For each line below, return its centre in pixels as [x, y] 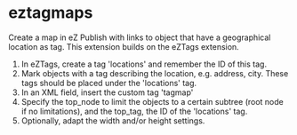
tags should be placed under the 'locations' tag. [109, 83]
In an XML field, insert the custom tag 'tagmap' [107, 92]
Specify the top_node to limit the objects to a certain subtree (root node [152, 101]
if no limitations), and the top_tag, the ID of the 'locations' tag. [134, 111]
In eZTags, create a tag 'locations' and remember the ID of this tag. [144, 64]
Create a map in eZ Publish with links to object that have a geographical [140, 37]
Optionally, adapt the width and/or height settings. [113, 120]
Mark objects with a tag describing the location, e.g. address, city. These [155, 73]
